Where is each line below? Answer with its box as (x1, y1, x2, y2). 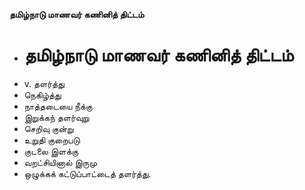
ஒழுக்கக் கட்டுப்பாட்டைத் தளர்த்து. (23, 167, 152, 179)
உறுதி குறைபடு (23, 134, 81, 146)
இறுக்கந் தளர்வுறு (23, 111, 90, 123)
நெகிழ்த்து (23, 89, 62, 101)
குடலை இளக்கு (23, 145, 79, 157)
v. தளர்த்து (23, 77, 65, 89)
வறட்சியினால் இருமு (23, 156, 97, 168)
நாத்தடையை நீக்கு (23, 100, 93, 112)
